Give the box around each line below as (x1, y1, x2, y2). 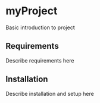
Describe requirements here (5, 57, 74, 64)
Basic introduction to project (5, 24, 75, 31)
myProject (5, 4, 58, 18)
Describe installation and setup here (5, 90, 95, 97)
